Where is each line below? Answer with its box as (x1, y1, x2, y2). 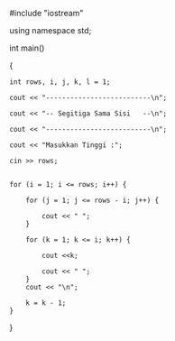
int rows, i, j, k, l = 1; (9, 78, 111, 87)
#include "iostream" (9, 8, 84, 18)
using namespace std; (9, 25, 92, 35)
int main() (9, 42, 45, 53)
